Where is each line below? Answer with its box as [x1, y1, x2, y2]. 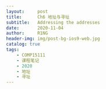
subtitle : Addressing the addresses [6, 19, 100, 25]
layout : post [6, 8, 48, 15]
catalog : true [6, 42, 41, 47]
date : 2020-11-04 [6, 25, 64, 31]
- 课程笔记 [16, 57, 40, 63]
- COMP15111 [16, 52, 45, 58]
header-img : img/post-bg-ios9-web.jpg [6, 36, 100, 42]
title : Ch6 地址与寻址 [6, 14, 70, 20]
